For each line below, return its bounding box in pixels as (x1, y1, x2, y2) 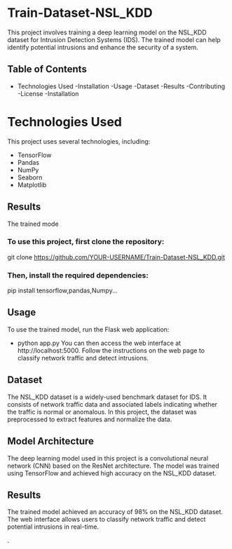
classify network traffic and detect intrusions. (17, 353, 149, 362)
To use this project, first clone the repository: (7, 237, 165, 247)
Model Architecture (7, 435, 95, 447)
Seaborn (17, 173, 43, 182)
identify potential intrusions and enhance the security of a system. (7, 43, 198, 51)
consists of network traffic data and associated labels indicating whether (7, 400, 218, 408)
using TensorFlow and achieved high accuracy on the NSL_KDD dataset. (7, 468, 217, 477)
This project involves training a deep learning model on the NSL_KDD (7, 28, 207, 36)
